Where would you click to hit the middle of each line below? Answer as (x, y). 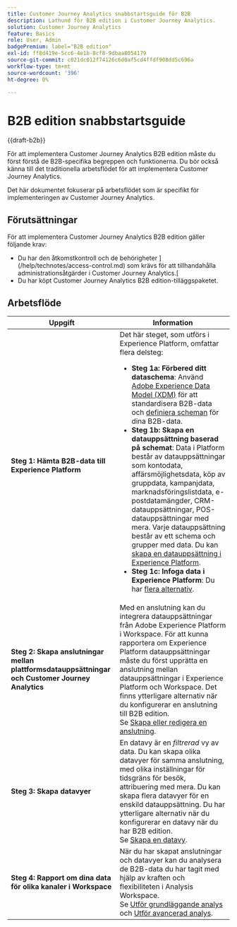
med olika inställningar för (163, 769)
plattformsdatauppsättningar (61, 669)
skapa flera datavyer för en (164, 796)
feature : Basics (31, 34)
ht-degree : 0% (28, 79)
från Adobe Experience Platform (173, 625)
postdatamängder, (162, 500)
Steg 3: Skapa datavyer (51, 791)
